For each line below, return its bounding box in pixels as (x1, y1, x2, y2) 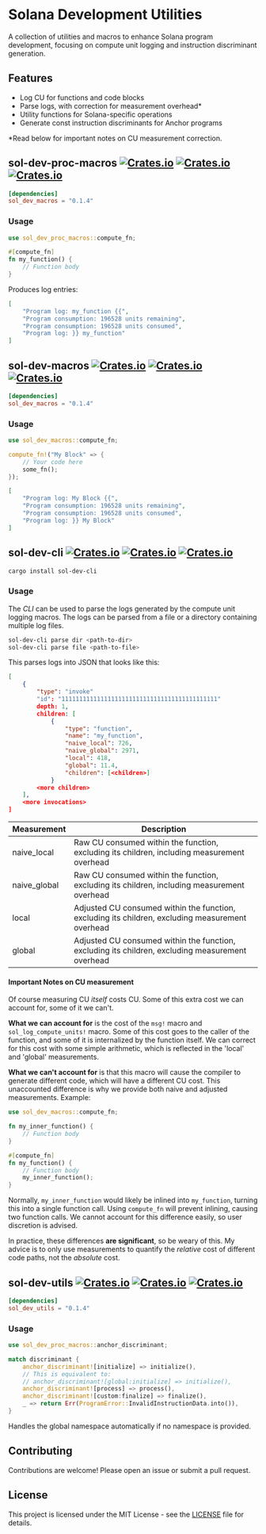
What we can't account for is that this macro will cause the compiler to (8, 1068, 241, 1077)
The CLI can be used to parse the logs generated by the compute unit (8, 604, 236, 613)
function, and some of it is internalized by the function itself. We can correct (8, 1035, 256, 1045)
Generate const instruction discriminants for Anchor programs (19, 117, 223, 128)
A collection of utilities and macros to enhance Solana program (8, 32, 214, 41)
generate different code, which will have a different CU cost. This (8, 1076, 221, 1086)
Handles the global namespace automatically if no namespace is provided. (8, 1421, 252, 1431)
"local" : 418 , (64, 754, 112, 762)
